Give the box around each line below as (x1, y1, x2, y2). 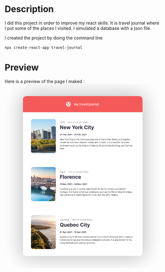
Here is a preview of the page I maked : (4, 78, 85, 84)
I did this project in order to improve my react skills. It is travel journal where (4, 20, 160, 26)
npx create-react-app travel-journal (4, 45, 83, 50)
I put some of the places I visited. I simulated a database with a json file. (4, 25, 152, 31)
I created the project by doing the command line (4, 35, 103, 41)
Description (4, 3, 54, 15)
